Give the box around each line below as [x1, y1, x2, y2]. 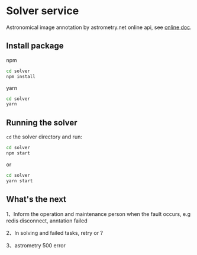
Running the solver [6, 117, 78, 128]
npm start [6, 150, 31, 156]
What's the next [6, 194, 67, 204]
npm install [6, 73, 35, 79]
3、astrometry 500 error [6, 242, 66, 249]
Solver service [6, 4, 79, 18]
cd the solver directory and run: [6, 133, 83, 140]
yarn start [6, 177, 33, 184]
